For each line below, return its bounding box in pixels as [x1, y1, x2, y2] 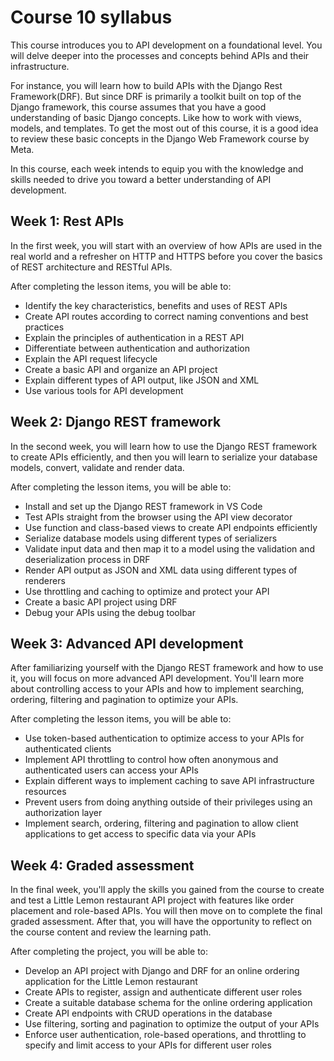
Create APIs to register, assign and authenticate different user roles [24, 986, 303, 998]
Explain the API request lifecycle [24, 352, 158, 365]
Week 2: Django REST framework [10, 414, 222, 431]
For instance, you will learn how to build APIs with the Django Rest [10, 79, 283, 91]
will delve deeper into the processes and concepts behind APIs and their [10, 49, 310, 61]
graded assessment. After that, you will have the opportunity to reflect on [10, 916, 313, 928]
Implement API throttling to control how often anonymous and [24, 754, 279, 766]
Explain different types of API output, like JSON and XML [24, 374, 260, 386]
